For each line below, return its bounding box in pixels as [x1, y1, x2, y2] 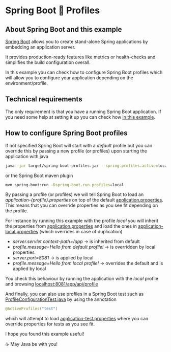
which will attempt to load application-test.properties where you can [5, 316, 149, 322]
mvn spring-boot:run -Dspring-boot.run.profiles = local [5, 182, 124, 187]
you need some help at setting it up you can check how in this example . [5, 114, 156, 120]
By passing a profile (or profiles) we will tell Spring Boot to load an [5, 191, 144, 197]
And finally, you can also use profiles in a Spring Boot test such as [5, 291, 144, 297]
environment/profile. [5, 80, 48, 86]
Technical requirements [5, 95, 82, 104]
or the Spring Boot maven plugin [5, 172, 73, 179]
